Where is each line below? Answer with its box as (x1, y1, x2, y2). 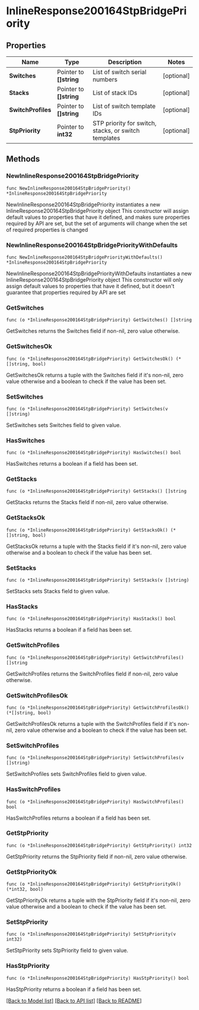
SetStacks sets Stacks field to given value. (6, 588, 110, 595)
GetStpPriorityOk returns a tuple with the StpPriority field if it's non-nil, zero (6, 897, 191, 904)
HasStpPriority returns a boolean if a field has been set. (6, 986, 142, 993)
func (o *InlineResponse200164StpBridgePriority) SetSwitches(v (6, 406, 168, 412)
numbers (92, 75, 118, 84)
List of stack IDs (92, 89, 137, 97)
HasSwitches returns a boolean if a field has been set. (6, 460, 138, 467)
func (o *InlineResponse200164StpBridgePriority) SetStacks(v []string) (6, 577, 190, 584)
